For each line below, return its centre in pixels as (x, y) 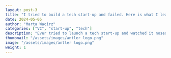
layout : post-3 (21, 10)
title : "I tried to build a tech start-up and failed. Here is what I (82, 15)
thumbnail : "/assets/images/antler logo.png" (54, 38)
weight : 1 (16, 47)
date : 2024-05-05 (24, 19)
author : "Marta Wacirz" (31, 24)
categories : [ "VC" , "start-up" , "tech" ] (49, 29)
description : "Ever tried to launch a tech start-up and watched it (79, 33)
